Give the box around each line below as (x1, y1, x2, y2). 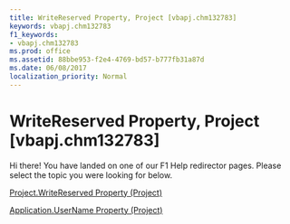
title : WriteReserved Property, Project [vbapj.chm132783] (9, 13, 237, 23)
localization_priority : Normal (9, 72, 128, 81)
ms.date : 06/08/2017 (9, 64, 88, 73)
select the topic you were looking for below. (9, 169, 173, 181)
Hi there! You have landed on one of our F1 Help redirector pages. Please (9, 160, 282, 171)
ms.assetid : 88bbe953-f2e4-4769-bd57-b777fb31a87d (9, 55, 205, 64)
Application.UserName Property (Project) (9, 204, 163, 215)
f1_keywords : (9, 30, 59, 39)
